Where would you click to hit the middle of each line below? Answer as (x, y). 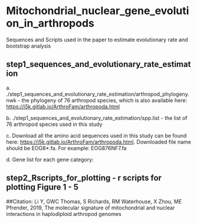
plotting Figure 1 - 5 (42, 187)
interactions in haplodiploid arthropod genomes (64, 214)
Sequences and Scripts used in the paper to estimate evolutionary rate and (97, 39)
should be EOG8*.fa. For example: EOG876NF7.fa (66, 148)
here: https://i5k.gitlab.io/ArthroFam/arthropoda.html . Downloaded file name (99, 142)
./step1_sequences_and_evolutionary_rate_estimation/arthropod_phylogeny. (98, 94)
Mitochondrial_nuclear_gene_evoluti (98, 11)
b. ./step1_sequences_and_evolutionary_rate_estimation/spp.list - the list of (97, 118)
